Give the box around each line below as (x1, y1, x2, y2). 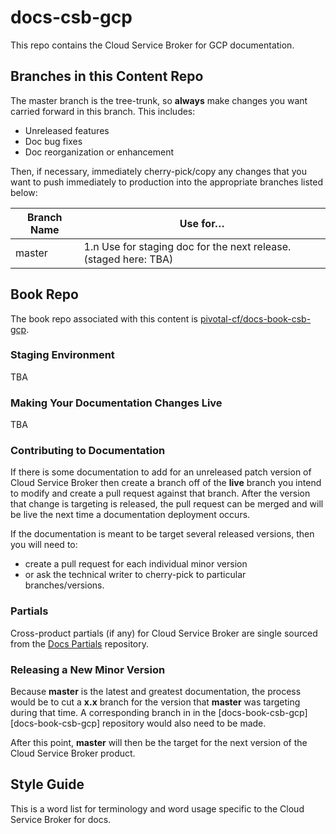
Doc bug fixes (24, 135, 83, 147)
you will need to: (10, 539, 78, 551)
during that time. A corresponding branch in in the (10, 707, 217, 719)
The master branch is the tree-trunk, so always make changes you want (10, 94, 308, 106)
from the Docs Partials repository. (10, 637, 150, 650)
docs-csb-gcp (10, 6, 133, 29)
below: (10, 186, 38, 198)
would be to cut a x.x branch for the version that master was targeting (10, 696, 301, 708)
